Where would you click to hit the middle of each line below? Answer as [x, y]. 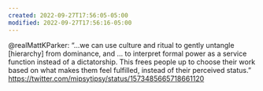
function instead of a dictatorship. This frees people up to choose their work [132, 62]
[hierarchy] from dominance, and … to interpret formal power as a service [128, 53]
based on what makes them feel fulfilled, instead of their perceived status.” [130, 70]
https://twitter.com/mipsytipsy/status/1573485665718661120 [106, 78]
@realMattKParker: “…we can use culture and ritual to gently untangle [121, 45]
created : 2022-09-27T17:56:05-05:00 [68, 15]
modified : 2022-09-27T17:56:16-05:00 [70, 23]
